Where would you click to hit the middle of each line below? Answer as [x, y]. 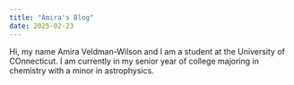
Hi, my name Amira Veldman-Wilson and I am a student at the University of [147, 51]
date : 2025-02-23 [42, 26]
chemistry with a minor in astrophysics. [82, 70]
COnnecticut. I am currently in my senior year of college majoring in [134, 61]
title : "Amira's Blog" [52, 17]
